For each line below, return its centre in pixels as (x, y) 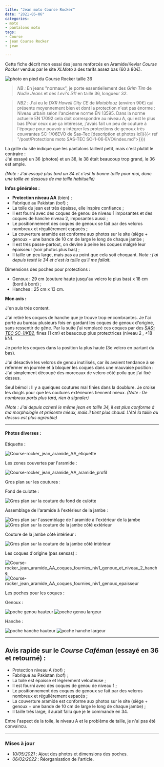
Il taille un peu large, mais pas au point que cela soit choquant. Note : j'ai (85, 255)
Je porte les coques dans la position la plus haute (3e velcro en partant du (80, 347)
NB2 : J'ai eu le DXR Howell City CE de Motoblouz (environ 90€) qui (85, 102)
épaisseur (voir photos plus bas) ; (46, 249)
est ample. (16, 164)
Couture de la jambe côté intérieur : (41, 534)
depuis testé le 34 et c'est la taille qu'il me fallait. (61, 260)
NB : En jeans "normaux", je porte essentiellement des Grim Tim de (84, 88)
